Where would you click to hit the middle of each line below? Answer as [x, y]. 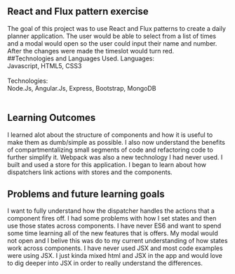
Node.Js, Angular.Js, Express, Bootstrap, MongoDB [82, 88]
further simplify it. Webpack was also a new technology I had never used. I [115, 157]
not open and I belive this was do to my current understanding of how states [117, 241]
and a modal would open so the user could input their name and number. [112, 43]
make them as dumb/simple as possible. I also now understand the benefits [116, 142]
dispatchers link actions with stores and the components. [90, 172]
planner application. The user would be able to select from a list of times [112, 36]
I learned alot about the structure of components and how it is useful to [110, 135]
